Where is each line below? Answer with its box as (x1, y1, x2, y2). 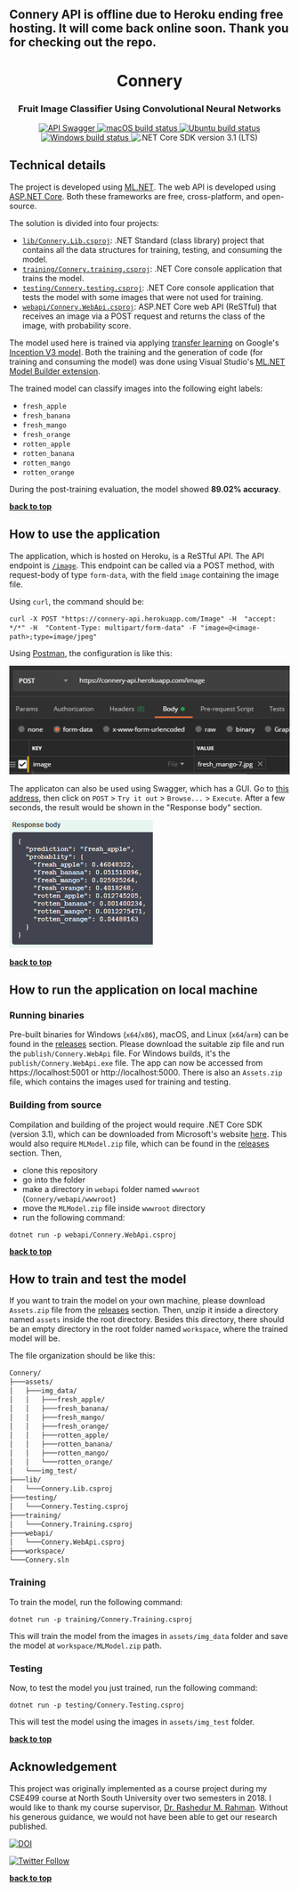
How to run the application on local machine (9, 983, 258, 998)
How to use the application (9, 527, 161, 542)
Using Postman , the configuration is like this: (9, 647, 174, 658)
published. (9, 1821, 48, 1831)
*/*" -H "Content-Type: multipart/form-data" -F (9, 623, 198, 632)
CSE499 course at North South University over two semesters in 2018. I (9, 1792, 271, 1803)
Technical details (9, 158, 107, 173)
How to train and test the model (9, 1272, 187, 1287)
